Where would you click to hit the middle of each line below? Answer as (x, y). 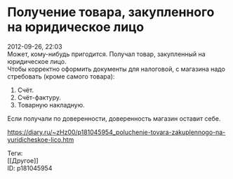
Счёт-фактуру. (39, 97)
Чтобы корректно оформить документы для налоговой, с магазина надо (116, 69)
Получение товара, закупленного (111, 12)
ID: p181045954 (30, 168)
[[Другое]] (23, 160)
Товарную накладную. (51, 105)
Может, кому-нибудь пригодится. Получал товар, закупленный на (106, 54)
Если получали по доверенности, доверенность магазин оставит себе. (114, 118)
